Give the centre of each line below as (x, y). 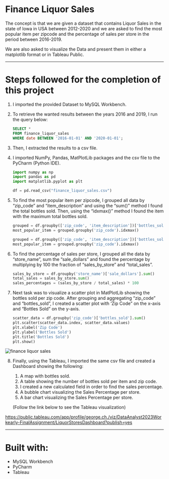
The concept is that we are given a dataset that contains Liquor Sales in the (83, 23)
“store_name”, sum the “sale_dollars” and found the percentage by (81, 259)
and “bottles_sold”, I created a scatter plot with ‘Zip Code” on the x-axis (87, 303)
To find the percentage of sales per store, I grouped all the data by (81, 254)
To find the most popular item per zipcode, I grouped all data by (78, 200)
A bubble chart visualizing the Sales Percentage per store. (80, 392)
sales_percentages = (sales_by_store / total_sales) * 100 (76, 283)
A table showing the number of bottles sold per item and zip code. (89, 382)
